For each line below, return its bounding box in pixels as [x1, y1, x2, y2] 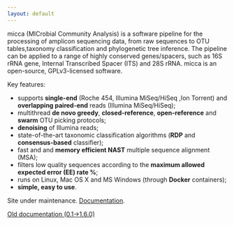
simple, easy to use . [17, 182, 77, 191]
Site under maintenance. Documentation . [7, 196, 126, 205]
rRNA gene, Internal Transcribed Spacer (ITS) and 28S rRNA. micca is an [7, 59, 217, 67]
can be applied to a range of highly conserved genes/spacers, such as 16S [7, 52, 223, 60]
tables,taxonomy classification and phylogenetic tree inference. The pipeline [7, 44, 227, 52]
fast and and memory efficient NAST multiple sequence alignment [17, 145, 210, 154]
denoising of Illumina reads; [17, 123, 99, 131]
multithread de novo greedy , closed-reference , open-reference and [17, 108, 217, 117]
